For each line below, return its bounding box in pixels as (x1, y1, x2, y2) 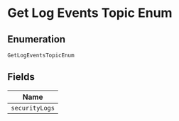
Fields (7, 71, 36, 83)
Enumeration (7, 33, 66, 45)
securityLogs (11, 104, 55, 112)
